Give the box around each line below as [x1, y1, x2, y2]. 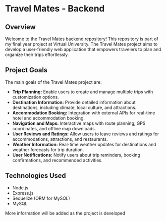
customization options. [12, 94, 59, 100]
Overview [5, 23, 36, 31]
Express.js [12, 190, 34, 196]
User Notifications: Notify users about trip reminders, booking [12, 152, 140, 158]
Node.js [12, 184, 29, 191]
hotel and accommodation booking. [12, 115, 85, 121]
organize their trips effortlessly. [5, 52, 69, 57]
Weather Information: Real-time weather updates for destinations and [12, 141, 156, 147]
